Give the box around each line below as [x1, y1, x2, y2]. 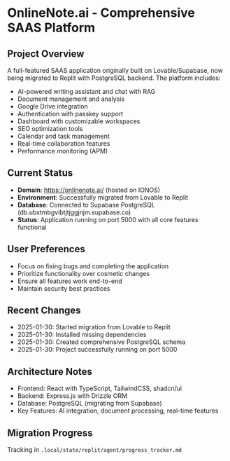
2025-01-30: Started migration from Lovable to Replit [17, 323, 171, 331]
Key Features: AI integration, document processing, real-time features [17, 406, 219, 415]
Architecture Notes [7, 366, 93, 378]
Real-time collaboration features [17, 139, 110, 148]
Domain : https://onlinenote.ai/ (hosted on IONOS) [17, 186, 161, 194]
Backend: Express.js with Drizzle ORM [17, 392, 128, 400]
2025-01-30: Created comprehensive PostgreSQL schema [17, 338, 186, 346]
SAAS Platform [7, 20, 96, 36]
